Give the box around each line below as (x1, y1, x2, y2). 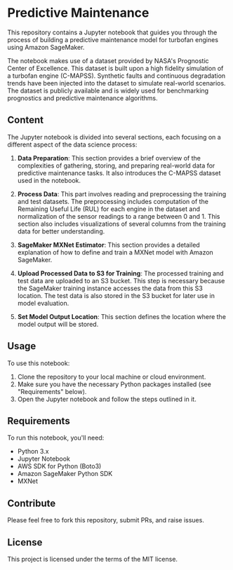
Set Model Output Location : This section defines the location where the (17, 312, 227, 320)
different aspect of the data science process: (7, 140, 138, 149)
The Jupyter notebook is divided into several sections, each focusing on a (7, 133, 221, 141)
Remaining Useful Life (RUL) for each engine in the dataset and (17, 205, 200, 213)
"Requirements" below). (17, 387, 87, 395)
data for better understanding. (17, 226, 105, 236)
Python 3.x (17, 447, 49, 456)
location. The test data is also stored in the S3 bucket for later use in (17, 291, 215, 299)
